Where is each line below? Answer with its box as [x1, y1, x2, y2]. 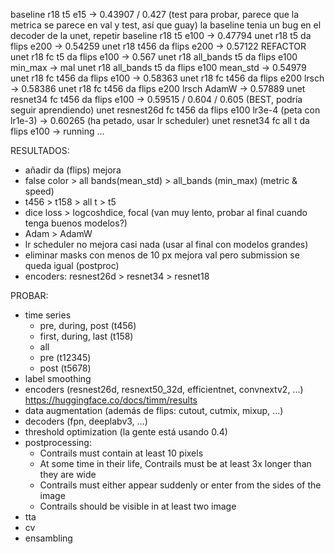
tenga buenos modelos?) [24, 217, 128, 229]
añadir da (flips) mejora [24, 164, 122, 176]
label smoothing [24, 373, 92, 384]
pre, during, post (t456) [39, 320, 137, 331]
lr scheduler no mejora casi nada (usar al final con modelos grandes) [24, 239, 309, 250]
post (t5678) [39, 362, 92, 374]
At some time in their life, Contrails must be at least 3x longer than [39, 458, 312, 469]
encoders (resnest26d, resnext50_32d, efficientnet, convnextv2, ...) [24, 384, 304, 395]
